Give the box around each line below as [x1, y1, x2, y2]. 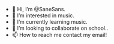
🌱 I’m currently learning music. [11, 18, 88, 25]
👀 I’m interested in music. [11, 12, 75, 19]
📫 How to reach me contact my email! [11, 32, 107, 38]
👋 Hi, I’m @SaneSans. [11, 6, 66, 12]
